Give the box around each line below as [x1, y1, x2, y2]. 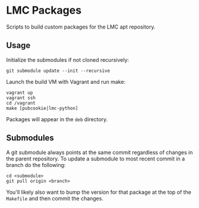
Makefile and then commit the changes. [6, 194, 104, 202]
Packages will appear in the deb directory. [6, 115, 108, 122]
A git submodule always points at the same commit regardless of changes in [6, 149, 193, 156]
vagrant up [6, 90, 33, 96]
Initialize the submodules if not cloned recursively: [6, 56, 129, 63]
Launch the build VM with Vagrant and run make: [6, 78, 126, 85]
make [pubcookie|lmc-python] [6, 105, 78, 111]
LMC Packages [6, 4, 82, 17]
